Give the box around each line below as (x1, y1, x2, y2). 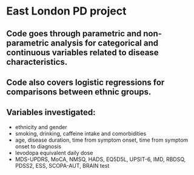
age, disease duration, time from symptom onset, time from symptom (15, 136, 189, 144)
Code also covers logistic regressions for (6, 77, 165, 87)
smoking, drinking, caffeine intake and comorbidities (15, 130, 147, 137)
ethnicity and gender (15, 123, 68, 131)
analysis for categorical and (50, 38, 159, 48)
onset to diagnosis (15, 142, 62, 150)
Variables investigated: (6, 107, 96, 117)
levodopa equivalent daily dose (15, 149, 93, 156)
